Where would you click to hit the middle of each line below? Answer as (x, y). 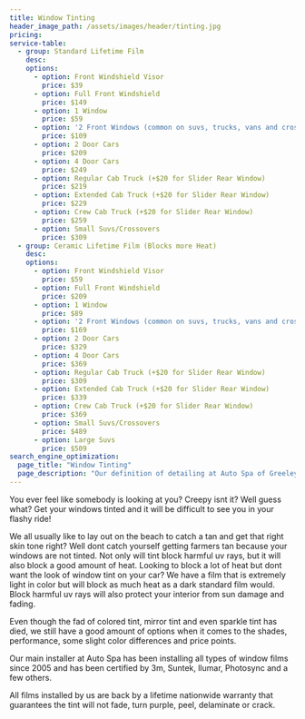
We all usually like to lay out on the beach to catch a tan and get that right (147, 536)
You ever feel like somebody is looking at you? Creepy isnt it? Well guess (145, 499)
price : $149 (65, 102)
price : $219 (65, 187)
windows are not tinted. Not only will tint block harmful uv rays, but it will (145, 556)
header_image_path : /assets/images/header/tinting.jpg (115, 26)
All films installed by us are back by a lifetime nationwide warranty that (142, 694)
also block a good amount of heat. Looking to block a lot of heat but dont (146, 565)
